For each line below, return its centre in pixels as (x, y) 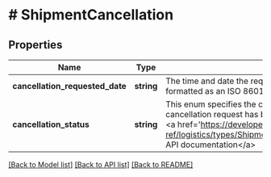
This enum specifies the (211, 104)
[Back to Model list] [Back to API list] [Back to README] (101, 164)
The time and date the (206, 81)
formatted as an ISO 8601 (215, 91)
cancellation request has (212, 114)
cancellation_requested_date (69, 86)
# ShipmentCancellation (91, 15)
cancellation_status (51, 124)
